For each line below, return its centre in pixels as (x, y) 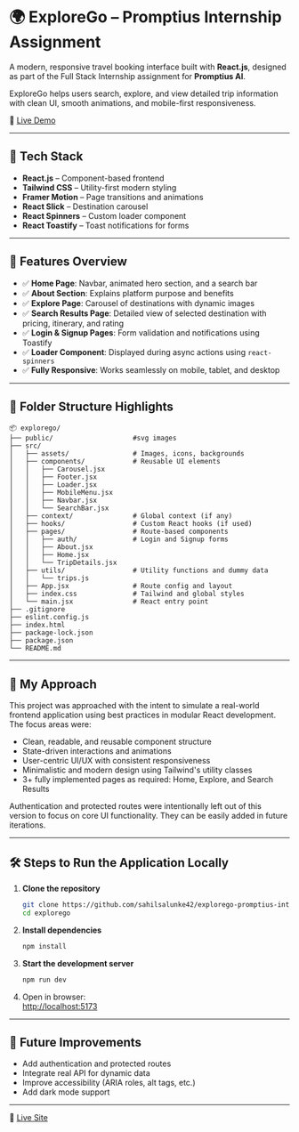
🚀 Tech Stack (46, 157)
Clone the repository (61, 888)
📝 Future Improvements (76, 1042)
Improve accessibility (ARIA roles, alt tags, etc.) (109, 1083)
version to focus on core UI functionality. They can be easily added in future (149, 816)
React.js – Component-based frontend (93, 178)
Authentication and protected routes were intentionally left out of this (136, 806)
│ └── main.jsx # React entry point (109, 602)
